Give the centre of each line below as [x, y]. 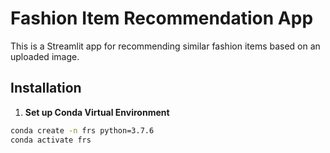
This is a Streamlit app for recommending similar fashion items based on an [165, 46]
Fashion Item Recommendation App [162, 18]
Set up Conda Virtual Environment [97, 112]
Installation [46, 88]
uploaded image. [45, 56]
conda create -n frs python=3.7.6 [82, 130]
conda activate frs [51, 140]
